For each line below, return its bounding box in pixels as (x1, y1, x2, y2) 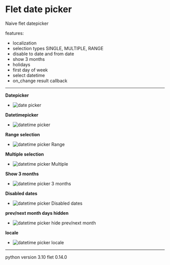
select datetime (12, 72, 45, 78)
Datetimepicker (5, 111, 39, 118)
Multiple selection (5, 151, 44, 157)
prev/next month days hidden (5, 210, 69, 216)
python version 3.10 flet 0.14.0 (5, 254, 67, 260)
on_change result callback (12, 78, 67, 84)
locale (5, 230, 19, 236)
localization (12, 40, 37, 46)
